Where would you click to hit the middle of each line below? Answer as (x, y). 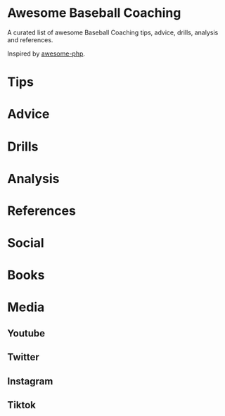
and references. (30, 39)
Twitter (24, 357)
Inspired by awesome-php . (46, 53)
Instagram (30, 381)
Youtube (26, 333)
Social (26, 243)
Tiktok (22, 405)
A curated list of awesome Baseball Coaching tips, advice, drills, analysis (113, 32)
